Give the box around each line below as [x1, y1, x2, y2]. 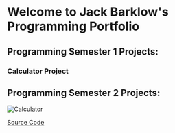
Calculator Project [7, 66, 69, 76]
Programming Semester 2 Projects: [7, 87, 161, 99]
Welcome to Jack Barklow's [7, 4, 170, 20]
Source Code [7, 119, 45, 127]
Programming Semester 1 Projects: [7, 46, 159, 57]
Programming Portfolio [7, 18, 139, 34]
